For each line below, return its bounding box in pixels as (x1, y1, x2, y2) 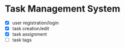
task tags (12, 37, 32, 43)
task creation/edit (12, 26, 49, 31)
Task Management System (5, 3, 120, 15)
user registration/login (12, 20, 59, 26)
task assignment (12, 31, 47, 37)
